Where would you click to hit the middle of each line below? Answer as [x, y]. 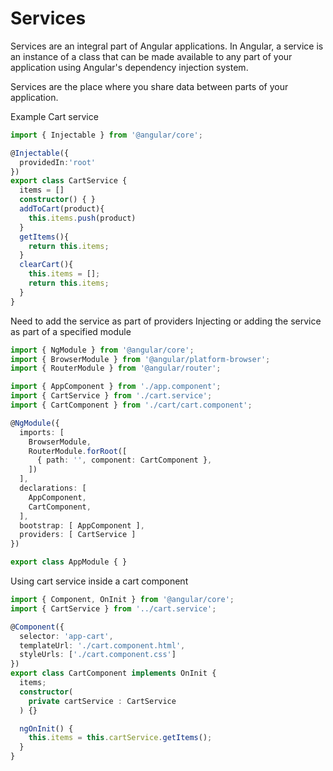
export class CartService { [69, 181]
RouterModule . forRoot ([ [78, 451]
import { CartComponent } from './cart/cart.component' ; [131, 405]
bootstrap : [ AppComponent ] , [82, 525]
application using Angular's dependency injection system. [129, 67]
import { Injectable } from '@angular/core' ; [106, 135]
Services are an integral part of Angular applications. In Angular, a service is [167, 46]
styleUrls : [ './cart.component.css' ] [98, 655]
